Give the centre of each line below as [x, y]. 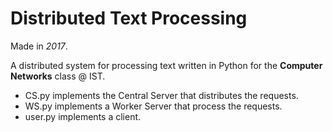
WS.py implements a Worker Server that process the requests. [153, 106]
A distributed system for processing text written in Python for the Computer [166, 65]
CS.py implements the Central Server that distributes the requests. [161, 95]
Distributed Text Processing [129, 18]
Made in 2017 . [39, 46]
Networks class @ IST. [58, 76]
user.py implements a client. [83, 116]
